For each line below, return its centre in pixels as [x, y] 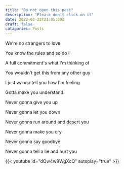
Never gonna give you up [32, 103]
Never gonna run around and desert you [47, 122]
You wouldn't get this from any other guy [48, 73]
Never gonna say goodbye [33, 142]
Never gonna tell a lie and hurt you [41, 151]
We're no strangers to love [33, 43]
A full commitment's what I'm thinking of [47, 63]
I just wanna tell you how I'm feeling [43, 83]
